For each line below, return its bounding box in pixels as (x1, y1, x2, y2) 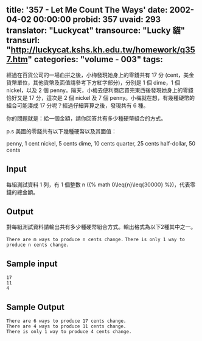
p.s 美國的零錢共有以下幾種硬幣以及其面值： (6, 127, 117, 135)
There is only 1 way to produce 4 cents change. (6, 329, 132, 335)
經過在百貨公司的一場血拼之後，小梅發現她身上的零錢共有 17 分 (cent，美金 (6, 71, 195, 79)
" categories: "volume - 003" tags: (27, 54, 163, 65)
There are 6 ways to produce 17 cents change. (6, 318, 127, 325)
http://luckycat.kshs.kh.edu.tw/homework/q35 (10, 45, 196, 55)
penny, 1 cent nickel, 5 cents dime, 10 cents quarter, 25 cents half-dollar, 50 (6, 139, 196, 147)
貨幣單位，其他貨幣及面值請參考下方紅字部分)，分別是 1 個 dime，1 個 (6, 79, 181, 86)
